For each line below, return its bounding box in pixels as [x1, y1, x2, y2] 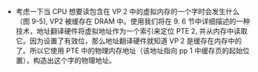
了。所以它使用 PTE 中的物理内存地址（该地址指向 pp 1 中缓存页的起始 [15, 46, 243, 55]
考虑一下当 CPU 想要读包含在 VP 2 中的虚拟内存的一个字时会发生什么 [15, 7, 240, 16]
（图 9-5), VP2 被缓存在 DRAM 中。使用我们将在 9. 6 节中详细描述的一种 [15, 16, 250, 26]
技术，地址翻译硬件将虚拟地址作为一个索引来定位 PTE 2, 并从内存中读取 [15, 27, 248, 35]
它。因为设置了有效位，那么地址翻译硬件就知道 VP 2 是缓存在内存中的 [15, 36, 242, 45]
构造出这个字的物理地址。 [32, 56, 116, 65]
